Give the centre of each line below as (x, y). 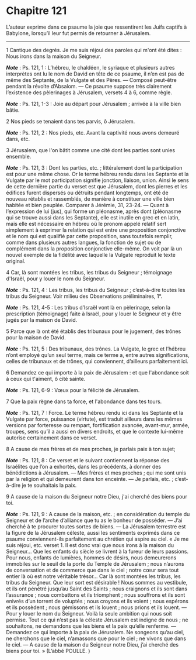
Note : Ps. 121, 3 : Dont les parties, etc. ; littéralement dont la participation (94, 167)
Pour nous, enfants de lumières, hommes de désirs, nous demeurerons (91, 558)
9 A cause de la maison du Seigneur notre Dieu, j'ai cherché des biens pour (97, 496)
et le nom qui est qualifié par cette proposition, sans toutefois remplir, (90, 236)
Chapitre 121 (36, 11)
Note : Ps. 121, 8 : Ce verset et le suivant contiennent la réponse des (88, 460)
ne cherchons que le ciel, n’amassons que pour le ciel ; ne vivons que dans (96, 638)
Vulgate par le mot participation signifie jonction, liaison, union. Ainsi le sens (98, 180)
